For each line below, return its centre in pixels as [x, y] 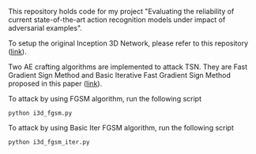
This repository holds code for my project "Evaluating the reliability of [121, 11]
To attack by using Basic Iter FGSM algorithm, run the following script [121, 128]
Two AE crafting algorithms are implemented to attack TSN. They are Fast [128, 67]
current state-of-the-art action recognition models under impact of [117, 20]
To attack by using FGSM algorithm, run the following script [105, 99]
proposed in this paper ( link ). [55, 83]
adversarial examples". [45, 28]
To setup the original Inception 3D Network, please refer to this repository [128, 43]
